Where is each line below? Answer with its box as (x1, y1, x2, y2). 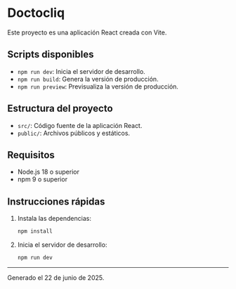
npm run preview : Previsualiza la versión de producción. (17, 82, 179, 91)
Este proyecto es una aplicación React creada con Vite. (7, 28, 167, 37)
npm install (17, 228, 53, 235)
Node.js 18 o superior (17, 167, 79, 176)
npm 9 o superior (17, 175, 68, 184)
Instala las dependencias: (17, 214, 91, 223)
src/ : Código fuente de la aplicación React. (17, 121, 143, 129)
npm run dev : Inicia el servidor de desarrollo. (17, 67, 145, 75)
